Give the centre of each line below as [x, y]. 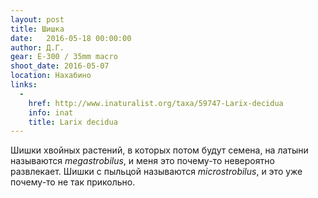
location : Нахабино [51, 76]
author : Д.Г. [37, 47]
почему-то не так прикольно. [73, 182]
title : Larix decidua [73, 122]
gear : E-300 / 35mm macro [64, 57]
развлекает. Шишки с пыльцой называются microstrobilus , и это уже [156, 172]
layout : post [37, 19]
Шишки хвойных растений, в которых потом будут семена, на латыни [159, 150]
